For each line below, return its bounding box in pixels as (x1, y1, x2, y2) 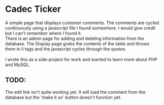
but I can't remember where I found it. (5, 30, 82, 36)
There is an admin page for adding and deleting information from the (5, 35, 144, 41)
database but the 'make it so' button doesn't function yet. (5, 94, 122, 100)
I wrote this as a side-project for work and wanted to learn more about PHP (5, 56, 158, 62)
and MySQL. (5, 62, 31, 68)
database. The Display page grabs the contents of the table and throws (5, 40, 150, 46)
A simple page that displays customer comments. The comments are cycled (5, 20, 159, 26)
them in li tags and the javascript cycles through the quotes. (5, 46, 127, 52)
